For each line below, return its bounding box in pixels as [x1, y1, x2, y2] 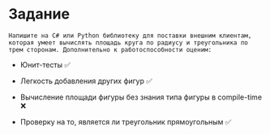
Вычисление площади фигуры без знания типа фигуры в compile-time [19, 92, 262, 102]
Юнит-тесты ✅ [19, 60, 71, 70]
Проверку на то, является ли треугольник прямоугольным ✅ [19, 116, 232, 126]
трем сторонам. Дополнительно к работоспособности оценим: [8, 45, 212, 53]
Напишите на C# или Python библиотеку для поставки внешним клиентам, [8, 32, 252, 40]
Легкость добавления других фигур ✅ [19, 76, 152, 86]
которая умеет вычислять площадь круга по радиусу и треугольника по [8, 38, 249, 47]
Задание [8, 5, 71, 23]
